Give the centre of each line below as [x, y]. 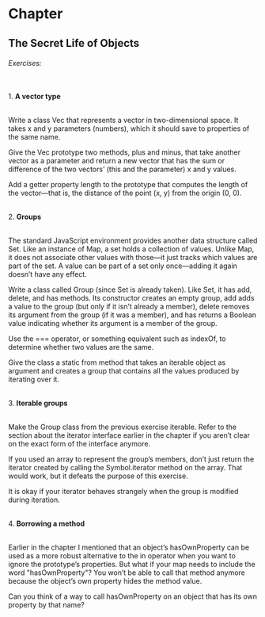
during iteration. [34, 500]
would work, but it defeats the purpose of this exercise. [98, 476]
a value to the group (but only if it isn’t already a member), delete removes [129, 306]
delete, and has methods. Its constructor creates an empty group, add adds [131, 297]
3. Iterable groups [38, 403]
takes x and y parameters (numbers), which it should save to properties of [129, 128]
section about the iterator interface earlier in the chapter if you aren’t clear [129, 435]
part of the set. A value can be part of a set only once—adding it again [123, 266]
